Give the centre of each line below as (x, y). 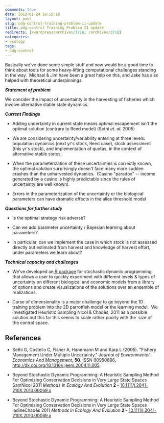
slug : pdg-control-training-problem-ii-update (53, 23)
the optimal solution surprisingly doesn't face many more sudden (78, 168)
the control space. (30, 323)
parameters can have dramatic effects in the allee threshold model (79, 199)
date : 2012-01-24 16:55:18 (33, 14)
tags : (11, 46)
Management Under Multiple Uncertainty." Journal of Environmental (81, 355)
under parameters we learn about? (47, 252)
